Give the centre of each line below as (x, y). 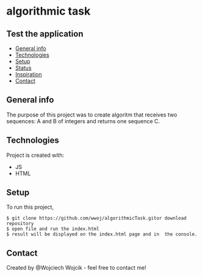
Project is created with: (35, 155)
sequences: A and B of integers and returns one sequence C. (83, 121)
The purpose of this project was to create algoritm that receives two (92, 115)
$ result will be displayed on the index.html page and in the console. (102, 234)
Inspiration (28, 74)
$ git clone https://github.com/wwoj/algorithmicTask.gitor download (97, 218)
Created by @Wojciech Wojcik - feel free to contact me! (76, 268)
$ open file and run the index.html (53, 229)
